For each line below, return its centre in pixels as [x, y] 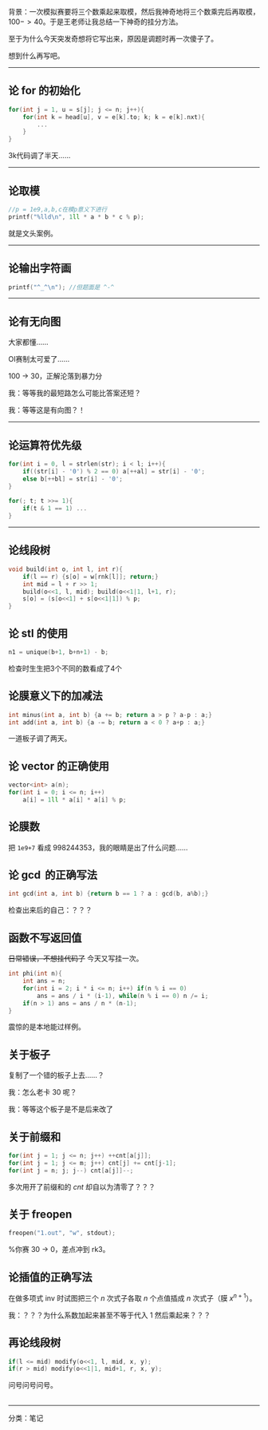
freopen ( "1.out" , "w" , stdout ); [62, 1233]
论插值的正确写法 [50, 1277]
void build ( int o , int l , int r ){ [66, 569]
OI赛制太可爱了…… [39, 359]
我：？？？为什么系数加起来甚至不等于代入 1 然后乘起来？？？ [110, 1315]
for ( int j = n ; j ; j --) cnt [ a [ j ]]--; [71, 1171]
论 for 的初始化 [45, 91]
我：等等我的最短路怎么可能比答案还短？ [75, 393]
